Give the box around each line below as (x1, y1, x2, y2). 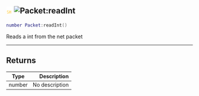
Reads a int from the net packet (6, 33, 83, 40)
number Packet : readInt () (6, 22, 68, 28)
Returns (6, 55, 37, 65)
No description (32, 81, 69, 88)
